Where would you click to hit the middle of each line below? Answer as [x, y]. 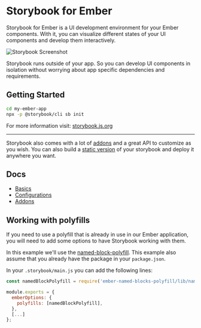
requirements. [23, 76]
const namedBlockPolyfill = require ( [53, 281]
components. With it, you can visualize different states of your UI [86, 33]
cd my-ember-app [26, 109]
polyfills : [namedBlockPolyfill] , [60, 303]
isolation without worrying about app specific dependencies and [86, 69]
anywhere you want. [31, 155]
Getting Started [36, 95]
